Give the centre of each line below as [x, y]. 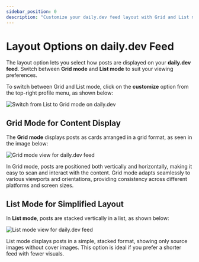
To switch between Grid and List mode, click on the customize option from [97, 87]
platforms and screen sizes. [40, 185]
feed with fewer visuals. [35, 254]
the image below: [27, 144]
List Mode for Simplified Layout [65, 204]
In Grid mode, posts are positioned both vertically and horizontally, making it [99, 167]
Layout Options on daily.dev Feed [90, 46]
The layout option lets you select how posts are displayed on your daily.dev [99, 63]
